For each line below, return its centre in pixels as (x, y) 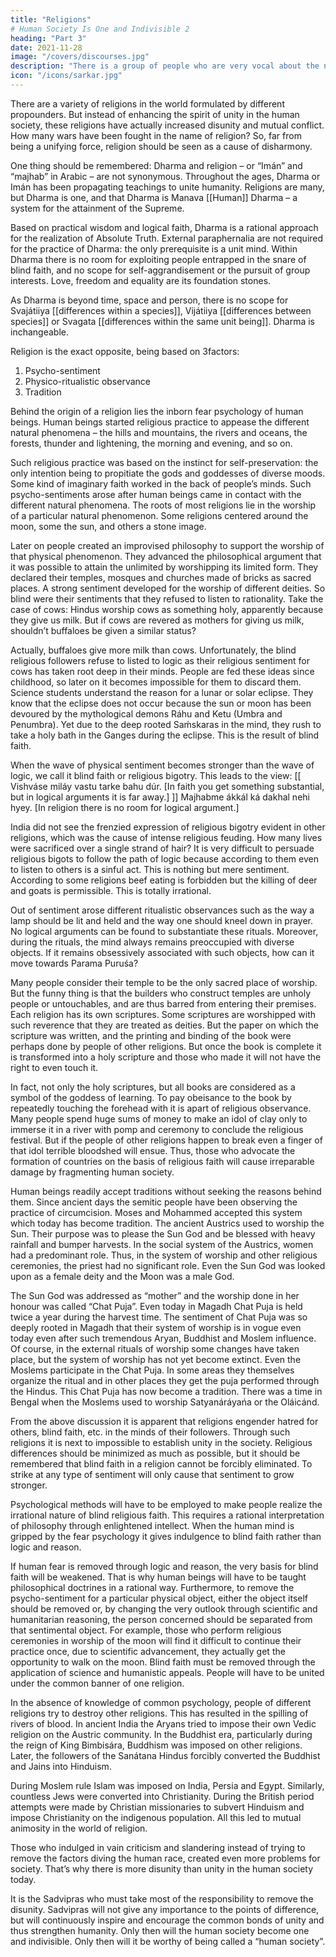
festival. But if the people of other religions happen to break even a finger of (166, 1140)
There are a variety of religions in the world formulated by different (147, 103)
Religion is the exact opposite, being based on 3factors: (125, 351)
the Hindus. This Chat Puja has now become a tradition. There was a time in (166, 1391)
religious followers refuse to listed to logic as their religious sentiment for (160, 660)
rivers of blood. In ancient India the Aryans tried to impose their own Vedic (163, 1723)
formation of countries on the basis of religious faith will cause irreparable (162, 1161)
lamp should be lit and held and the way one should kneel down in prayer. (162, 920)
